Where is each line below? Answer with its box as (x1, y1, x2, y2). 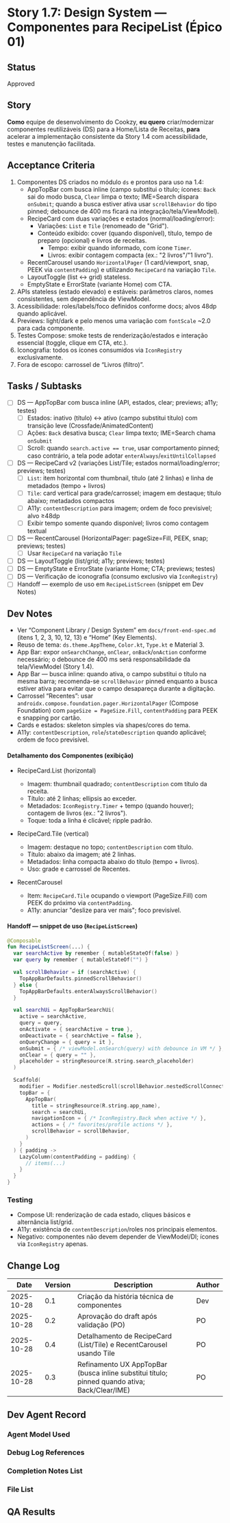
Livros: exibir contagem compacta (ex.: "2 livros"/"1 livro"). (47, 251, 214, 259)
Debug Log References (7, 1448, 85, 1458)
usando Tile (77, 1348, 115, 1358)
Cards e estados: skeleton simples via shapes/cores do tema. (16, 721, 190, 729)
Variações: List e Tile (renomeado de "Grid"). (37, 221, 169, 230)
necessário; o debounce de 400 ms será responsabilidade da (16, 655, 190, 664)
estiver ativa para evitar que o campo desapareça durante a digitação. (16, 685, 216, 693)
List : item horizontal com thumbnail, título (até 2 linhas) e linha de (27, 474, 214, 482)
